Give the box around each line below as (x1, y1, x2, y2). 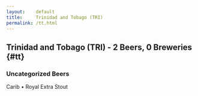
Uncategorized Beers (6, 70, 70, 78)
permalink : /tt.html (6, 20, 58, 26)
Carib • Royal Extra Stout (6, 83, 68, 91)
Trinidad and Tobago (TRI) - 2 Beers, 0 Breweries (6, 42, 193, 52)
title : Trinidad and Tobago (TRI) (6, 14, 103, 20)
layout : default (6, 8, 55, 15)
